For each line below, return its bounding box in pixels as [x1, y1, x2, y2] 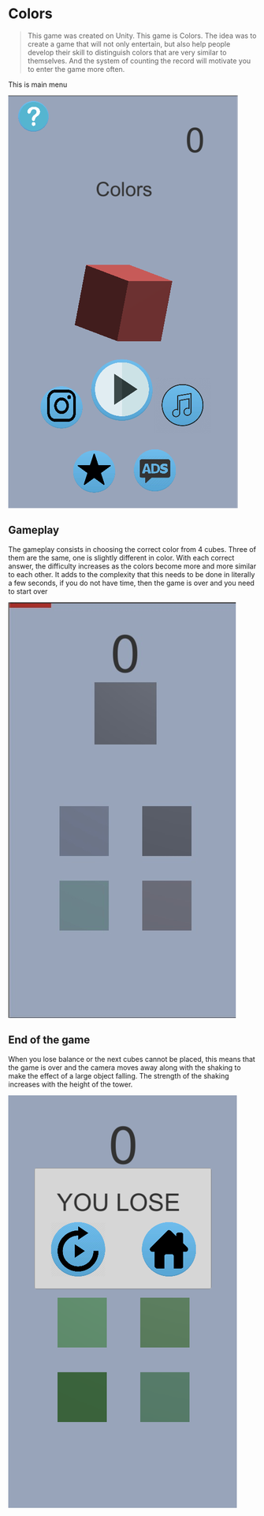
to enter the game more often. [27, 64, 125, 73]
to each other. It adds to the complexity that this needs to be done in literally [8, 569, 255, 579]
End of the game [8, 1034, 91, 1047]
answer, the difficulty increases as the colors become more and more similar [8, 561, 257, 571]
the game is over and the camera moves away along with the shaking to [8, 1063, 242, 1072]
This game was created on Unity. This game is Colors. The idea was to [27, 31, 257, 40]
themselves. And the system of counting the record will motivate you [27, 56, 251, 66]
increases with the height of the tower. [8, 1079, 133, 1089]
